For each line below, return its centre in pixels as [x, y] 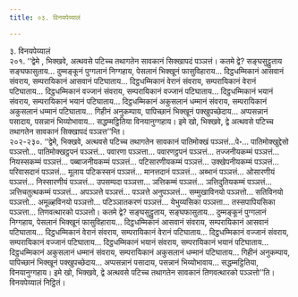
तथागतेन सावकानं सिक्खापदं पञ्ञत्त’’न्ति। [67, 132]
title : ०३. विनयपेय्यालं [45, 17]
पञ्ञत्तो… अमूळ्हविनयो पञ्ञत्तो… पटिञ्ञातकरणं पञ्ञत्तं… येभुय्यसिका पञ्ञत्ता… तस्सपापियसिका [142, 201]
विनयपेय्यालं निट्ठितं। [38, 282]
